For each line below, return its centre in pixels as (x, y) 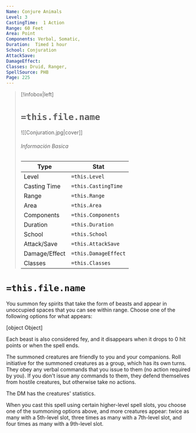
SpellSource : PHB (27, 72)
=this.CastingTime (97, 186)
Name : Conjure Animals (34, 12)
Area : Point (21, 34)
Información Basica (45, 146)
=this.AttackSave (95, 244)
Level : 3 (17, 17)
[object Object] (24, 328)
